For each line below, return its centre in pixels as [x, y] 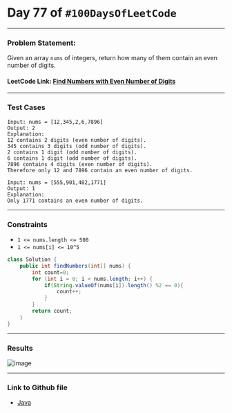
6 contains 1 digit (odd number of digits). [72, 158]
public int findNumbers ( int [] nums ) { [75, 266]
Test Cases [27, 107]
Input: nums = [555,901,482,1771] [57, 182]
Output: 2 [21, 128]
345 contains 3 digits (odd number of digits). [77, 146]
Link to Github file [37, 387]
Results [20, 348]
